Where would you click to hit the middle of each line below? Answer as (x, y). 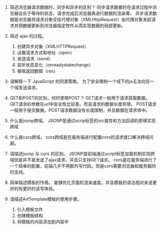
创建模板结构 (30, 216)
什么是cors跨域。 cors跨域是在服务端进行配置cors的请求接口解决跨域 (79, 137)
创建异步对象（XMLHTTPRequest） (53, 46)
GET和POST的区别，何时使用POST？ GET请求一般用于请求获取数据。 (80, 98)
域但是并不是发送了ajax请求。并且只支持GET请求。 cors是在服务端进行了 (83, 160)
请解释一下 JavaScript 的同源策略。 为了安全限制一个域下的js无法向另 (80, 81)
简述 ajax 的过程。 (28, 36)
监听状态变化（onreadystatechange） (55, 65)
